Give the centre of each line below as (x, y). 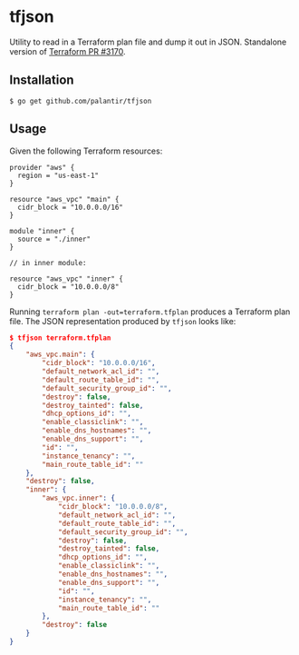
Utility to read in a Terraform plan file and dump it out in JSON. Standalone (148, 42)
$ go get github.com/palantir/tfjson (81, 101)
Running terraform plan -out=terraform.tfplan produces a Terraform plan (150, 312)
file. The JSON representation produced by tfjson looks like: (123, 321)
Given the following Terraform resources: (86, 151)
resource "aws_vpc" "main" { (64, 199)
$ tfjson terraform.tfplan (60, 338)
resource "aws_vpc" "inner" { (67, 279)
